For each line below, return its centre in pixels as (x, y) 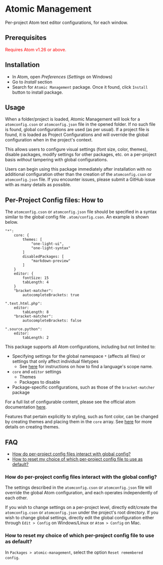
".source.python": (24, 329)
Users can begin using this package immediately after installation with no (78, 169)
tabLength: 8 (36, 312)
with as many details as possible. (38, 185)
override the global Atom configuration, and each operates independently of (81, 493)
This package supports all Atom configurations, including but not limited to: (80, 347)
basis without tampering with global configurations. (56, 160)
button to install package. (37, 92)
